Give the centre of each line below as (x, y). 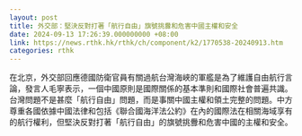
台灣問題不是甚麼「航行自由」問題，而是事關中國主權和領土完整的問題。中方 (151, 100)
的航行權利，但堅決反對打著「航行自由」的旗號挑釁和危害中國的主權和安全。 (151, 123)
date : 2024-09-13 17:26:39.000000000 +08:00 (94, 34)
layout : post (34, 17)
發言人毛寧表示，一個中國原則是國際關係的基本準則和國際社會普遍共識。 (159, 89)
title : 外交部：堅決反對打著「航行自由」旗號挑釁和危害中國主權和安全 (124, 26)
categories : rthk (42, 51)
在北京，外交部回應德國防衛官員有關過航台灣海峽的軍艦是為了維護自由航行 (147, 78)
